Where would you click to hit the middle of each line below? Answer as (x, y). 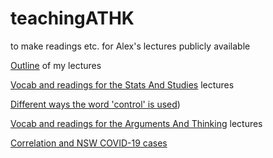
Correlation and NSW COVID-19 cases (89, 143)
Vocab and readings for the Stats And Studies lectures (122, 84)
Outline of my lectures (56, 65)
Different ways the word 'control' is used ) (95, 104)
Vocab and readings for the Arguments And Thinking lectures (136, 123)
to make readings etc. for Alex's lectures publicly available (130, 46)
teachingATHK (72, 18)
